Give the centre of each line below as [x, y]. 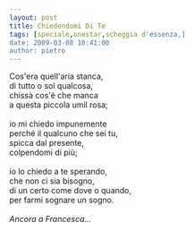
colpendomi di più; [43, 152]
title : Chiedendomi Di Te [57, 26]
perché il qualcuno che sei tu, [63, 133]
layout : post [34, 17]
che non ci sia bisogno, [52, 181]
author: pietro [38, 51]
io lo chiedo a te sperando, [59, 172]
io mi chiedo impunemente [58, 124]
